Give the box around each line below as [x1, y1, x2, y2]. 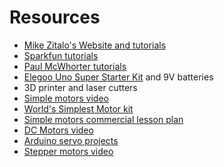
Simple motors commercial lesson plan [23, 113, 184, 125]
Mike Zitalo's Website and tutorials [23, 39, 167, 51]
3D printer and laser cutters [23, 81, 138, 93]
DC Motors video [23, 124, 94, 136]
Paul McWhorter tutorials [23, 60, 127, 72]
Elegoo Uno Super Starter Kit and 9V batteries [23, 71, 214, 83]
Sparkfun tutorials [23, 49, 99, 61]
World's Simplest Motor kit [23, 102, 134, 115]
